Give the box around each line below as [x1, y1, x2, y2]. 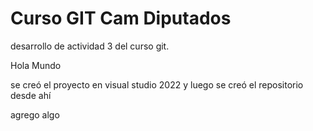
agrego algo [10, 108, 60, 121]
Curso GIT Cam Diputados [10, 7, 232, 30]
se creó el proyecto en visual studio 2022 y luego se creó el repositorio [10, 78, 304, 91]
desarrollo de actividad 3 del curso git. [10, 40, 170, 52]
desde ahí [10, 89, 52, 101]
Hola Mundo [10, 59, 62, 71]
